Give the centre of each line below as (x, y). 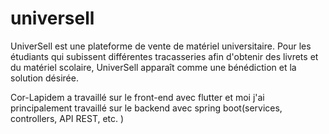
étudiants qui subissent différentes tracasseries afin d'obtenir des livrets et (164, 56)
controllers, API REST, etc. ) (67, 118)
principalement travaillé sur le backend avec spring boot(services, (146, 108)
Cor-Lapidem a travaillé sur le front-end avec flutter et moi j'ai (137, 97)
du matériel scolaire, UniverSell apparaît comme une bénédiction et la (153, 67)
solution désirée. (44, 78)
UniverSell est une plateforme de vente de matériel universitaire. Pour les (161, 46)
